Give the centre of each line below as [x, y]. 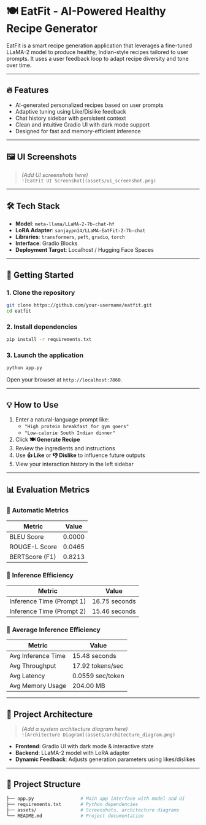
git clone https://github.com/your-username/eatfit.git [79, 305]
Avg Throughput [33, 666]
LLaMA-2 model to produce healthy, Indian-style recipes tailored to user [97, 52]
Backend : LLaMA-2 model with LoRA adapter [72, 753]
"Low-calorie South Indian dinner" [70, 433]
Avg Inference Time [38, 656]
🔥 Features [28, 90]
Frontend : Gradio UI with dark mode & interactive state [85, 746]
